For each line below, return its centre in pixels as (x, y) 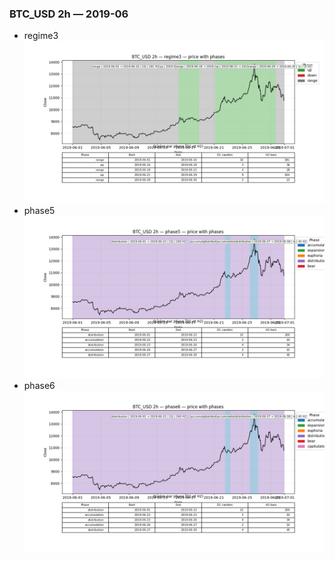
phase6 (39, 385)
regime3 (41, 36)
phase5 (39, 211)
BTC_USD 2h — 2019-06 (69, 14)
